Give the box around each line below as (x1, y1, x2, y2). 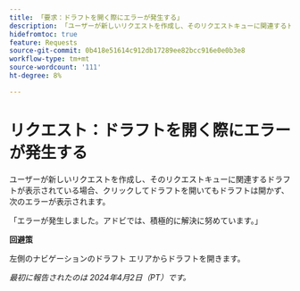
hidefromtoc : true (9, 29, 78, 38)
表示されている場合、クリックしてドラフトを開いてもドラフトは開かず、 (24, 185, 290, 195)
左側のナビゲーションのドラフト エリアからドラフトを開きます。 (9, 253, 246, 263)
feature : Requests (9, 37, 78, 47)
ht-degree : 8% (9, 71, 62, 80)
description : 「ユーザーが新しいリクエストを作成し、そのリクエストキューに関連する (9, 21, 287, 30)
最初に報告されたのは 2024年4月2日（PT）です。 (9, 271, 191, 282)
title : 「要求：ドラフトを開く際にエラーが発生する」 (9, 12, 184, 22)
